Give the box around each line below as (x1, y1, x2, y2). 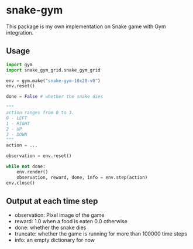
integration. (6, 29, 34, 36)
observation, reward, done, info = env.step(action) (16, 174, 148, 180)
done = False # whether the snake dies (6, 94, 104, 100)
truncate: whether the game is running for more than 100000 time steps (14, 230, 187, 237)
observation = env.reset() (6, 153, 72, 159)
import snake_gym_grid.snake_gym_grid (6, 67, 101, 73)
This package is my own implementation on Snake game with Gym (6, 23, 167, 30)
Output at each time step (6, 196, 98, 206)
